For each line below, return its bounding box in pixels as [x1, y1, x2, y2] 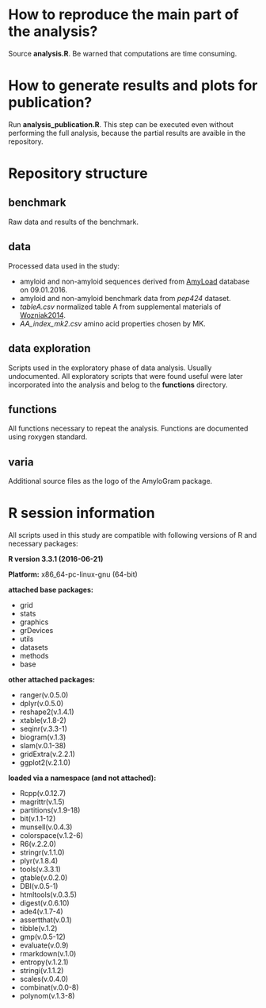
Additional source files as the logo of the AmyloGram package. [8, 477, 213, 486]
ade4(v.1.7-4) [19, 907, 63, 917]
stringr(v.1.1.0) [19, 848, 65, 857]
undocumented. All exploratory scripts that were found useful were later [8, 371, 243, 380]
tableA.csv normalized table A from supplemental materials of [19, 302, 222, 311]
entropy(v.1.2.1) [19, 957, 69, 967]
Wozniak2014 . [19, 310, 66, 319]
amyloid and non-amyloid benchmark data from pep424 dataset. [19, 293, 231, 303]
